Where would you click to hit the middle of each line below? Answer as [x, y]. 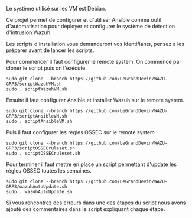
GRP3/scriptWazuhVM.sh [34, 84]
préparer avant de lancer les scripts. [50, 50]
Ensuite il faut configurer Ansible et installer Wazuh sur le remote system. [95, 100]
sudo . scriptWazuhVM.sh [37, 89]
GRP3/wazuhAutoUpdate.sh [37, 187]
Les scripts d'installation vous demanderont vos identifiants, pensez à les [95, 44]
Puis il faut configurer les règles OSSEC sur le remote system [80, 132]
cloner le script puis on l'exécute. [46, 68]
